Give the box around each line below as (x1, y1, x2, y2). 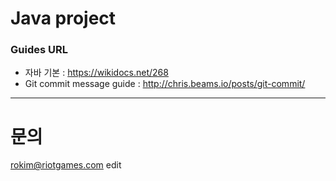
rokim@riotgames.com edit (10, 159, 122, 171)
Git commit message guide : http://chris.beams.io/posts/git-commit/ (24, 78, 306, 90)
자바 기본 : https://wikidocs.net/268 (24, 67, 169, 79)
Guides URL (10, 43, 68, 57)
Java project (10, 7, 117, 30)
